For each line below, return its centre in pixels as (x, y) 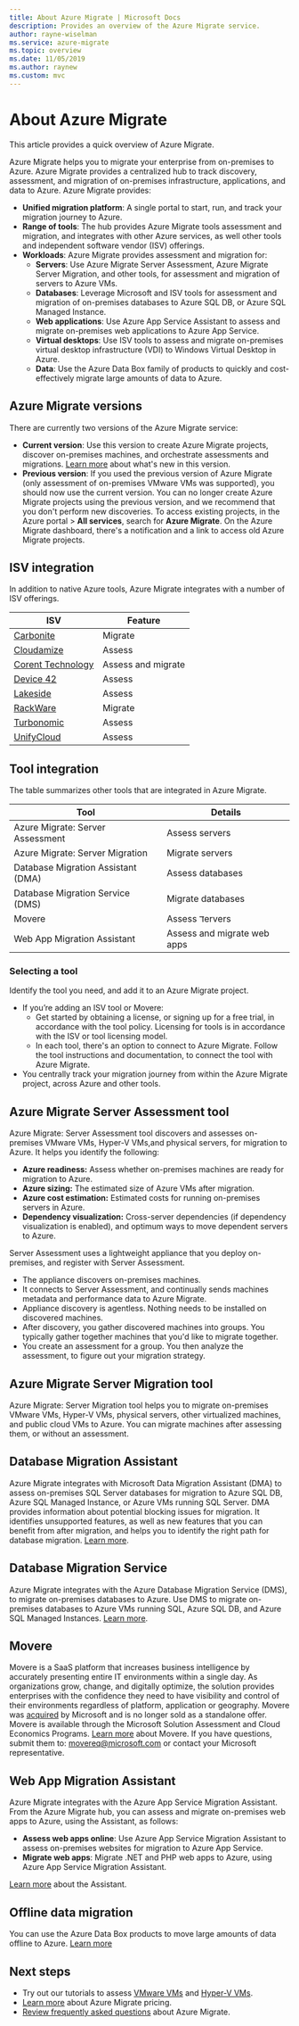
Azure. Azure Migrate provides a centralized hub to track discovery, (133, 171)
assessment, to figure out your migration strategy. (114, 1356)
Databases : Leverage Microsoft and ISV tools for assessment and (156, 293)
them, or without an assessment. (69, 1434)
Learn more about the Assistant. (68, 1884)
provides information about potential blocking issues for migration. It (134, 1511)
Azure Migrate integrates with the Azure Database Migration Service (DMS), (148, 1590)
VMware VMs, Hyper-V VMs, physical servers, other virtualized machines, (145, 1415)
